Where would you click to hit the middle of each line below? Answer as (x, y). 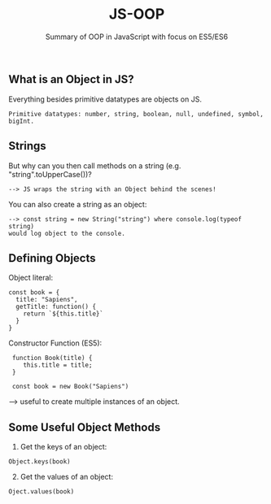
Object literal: (31, 278)
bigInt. (22, 121)
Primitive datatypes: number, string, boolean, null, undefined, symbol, (136, 114)
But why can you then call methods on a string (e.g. (95, 165)
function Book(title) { (52, 358)
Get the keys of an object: (63, 447)
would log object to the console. (67, 233)
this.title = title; (58, 365)
